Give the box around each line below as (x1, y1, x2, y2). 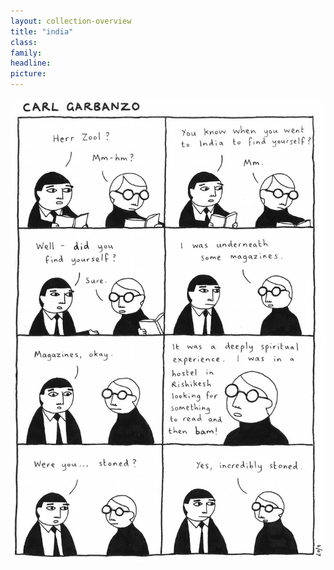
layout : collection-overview (10, 16, 132, 26)
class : (10, 37, 38, 47)
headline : (10, 58, 52, 69)
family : (10, 48, 43, 58)
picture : (10, 69, 47, 79)
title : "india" (10, 26, 74, 37)
